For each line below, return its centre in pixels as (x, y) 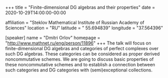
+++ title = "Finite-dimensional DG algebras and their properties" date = (80, 7)
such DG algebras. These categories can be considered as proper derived (83, 54)
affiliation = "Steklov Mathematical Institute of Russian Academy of (75, 23)
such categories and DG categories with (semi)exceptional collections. (79, 70)
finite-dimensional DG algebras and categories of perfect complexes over (82, 48)
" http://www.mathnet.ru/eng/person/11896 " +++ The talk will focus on (78, 43)
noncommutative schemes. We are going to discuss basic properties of (79, 59)
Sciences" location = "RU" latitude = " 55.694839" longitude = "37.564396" (84, 28)
